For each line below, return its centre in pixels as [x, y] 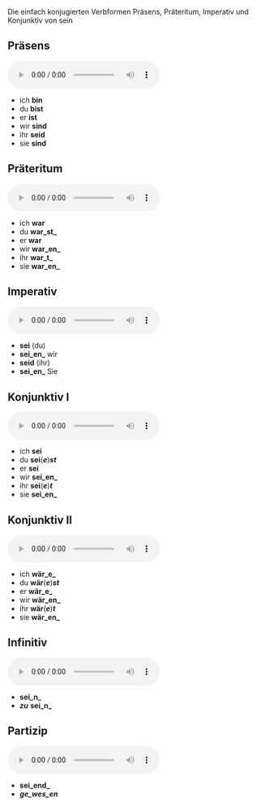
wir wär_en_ [40, 600]
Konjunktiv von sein [41, 20]
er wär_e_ [36, 592]
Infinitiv [28, 642]
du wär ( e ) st [39, 583]
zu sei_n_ [35, 705]
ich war [32, 223]
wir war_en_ [40, 249]
